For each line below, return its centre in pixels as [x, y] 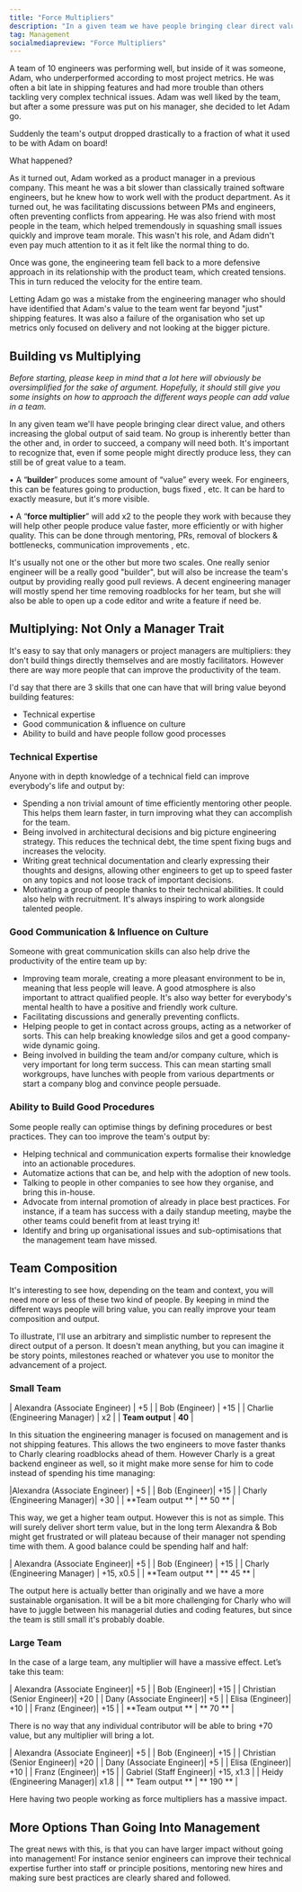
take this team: [37, 1672]
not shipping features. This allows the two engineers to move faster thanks [147, 1444]
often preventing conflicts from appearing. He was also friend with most [142, 216]
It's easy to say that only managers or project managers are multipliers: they [150, 650]
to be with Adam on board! [58, 143]
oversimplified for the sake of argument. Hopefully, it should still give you [145, 387]
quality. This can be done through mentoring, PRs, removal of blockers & [144, 536]
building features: [42, 697]
